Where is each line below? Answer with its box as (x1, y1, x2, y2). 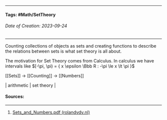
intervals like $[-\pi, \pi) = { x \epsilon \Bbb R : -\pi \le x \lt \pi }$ (5, 63, 135, 69)
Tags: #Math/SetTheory (5, 11, 56, 17)
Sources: (5, 94, 24, 100)
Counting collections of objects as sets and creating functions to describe (5, 43, 157, 49)
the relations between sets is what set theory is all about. (5, 48, 122, 54)
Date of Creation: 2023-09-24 (5, 23, 68, 29)
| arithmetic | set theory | (5, 82, 56, 88)
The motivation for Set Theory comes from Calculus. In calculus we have (5, 58, 154, 63)
